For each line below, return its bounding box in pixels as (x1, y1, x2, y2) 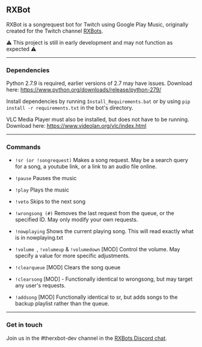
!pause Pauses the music (14, 175, 77, 182)
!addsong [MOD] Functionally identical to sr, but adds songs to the (14, 293, 178, 301)
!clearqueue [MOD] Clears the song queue (14, 264, 121, 271)
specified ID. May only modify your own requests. (14, 216, 138, 224)
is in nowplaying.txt (14, 234, 63, 242)
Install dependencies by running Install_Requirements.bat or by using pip (6, 98, 191, 105)
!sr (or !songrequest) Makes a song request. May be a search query (14, 157, 188, 164)
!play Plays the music (14, 186, 69, 193)
